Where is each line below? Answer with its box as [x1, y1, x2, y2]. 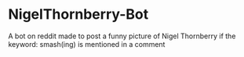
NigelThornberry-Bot [8, 5, 149, 23]
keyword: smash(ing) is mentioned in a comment [8, 39, 166, 48]
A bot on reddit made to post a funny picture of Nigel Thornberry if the [8, 31, 236, 41]
